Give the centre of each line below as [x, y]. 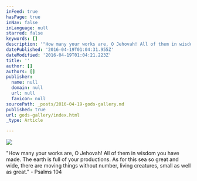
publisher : [19, 77]
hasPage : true [23, 17]
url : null [23, 93]
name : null [25, 83]
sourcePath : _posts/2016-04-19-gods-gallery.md [65, 104]
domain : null [27, 88]
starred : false [25, 33]
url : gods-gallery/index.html [43, 115]
